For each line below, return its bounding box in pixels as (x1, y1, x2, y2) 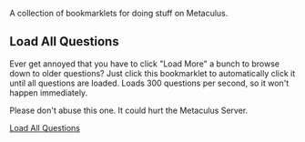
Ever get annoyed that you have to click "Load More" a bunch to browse (9, 58, 280, 69)
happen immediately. (9, 86, 88, 98)
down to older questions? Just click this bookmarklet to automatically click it (9, 67, 296, 78)
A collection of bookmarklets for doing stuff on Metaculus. (9, 8, 229, 18)
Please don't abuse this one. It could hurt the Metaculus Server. (9, 105, 249, 116)
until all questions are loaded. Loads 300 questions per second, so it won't (9, 77, 290, 88)
